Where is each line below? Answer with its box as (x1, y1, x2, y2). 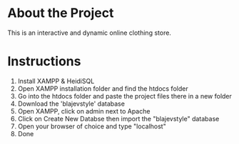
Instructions (7, 53, 81, 70)
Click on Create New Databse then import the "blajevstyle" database (17, 114, 220, 123)
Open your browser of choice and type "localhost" (17, 122, 166, 131)
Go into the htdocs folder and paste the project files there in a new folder (17, 92, 232, 100)
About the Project (7, 5, 114, 21)
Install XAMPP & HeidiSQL (17, 77, 95, 85)
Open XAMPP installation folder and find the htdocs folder (17, 84, 188, 93)
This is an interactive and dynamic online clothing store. (7, 28, 171, 37)
